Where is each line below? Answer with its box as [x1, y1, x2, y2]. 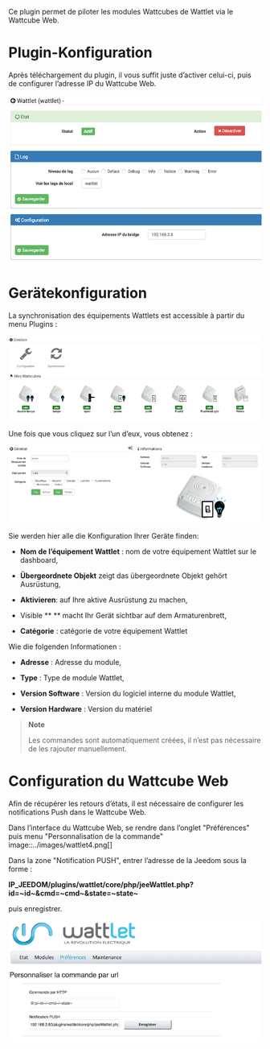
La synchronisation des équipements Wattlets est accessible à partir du [8, 311, 245, 320]
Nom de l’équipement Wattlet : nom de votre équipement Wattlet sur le [19, 547, 257, 556]
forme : [8, 865, 33, 874]
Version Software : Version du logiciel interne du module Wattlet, [19, 688, 236, 699]
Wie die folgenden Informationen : [8, 642, 121, 651]
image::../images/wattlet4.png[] [8, 840, 112, 850]
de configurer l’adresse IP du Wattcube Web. [8, 78, 157, 88]
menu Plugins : [8, 320, 58, 329]
